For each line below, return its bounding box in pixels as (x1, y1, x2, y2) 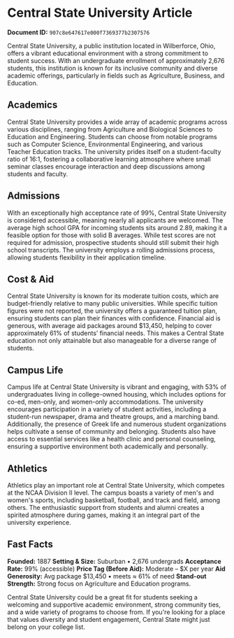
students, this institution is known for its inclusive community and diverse (7, 64, 218, 72)
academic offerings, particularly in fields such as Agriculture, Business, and (7, 71, 225, 80)
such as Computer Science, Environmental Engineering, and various (7, 140, 203, 148)
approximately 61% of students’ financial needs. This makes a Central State (7, 329, 225, 337)
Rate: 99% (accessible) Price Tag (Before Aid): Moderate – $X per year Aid (7, 565, 226, 573)
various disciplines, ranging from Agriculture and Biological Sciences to (7, 125, 213, 134)
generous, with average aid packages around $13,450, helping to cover (7, 322, 212, 330)
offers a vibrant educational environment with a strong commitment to (7, 49, 208, 57)
